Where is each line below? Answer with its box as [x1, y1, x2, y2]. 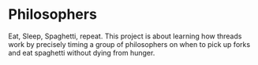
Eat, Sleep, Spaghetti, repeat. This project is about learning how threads [8, 31, 242, 41]
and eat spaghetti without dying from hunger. [8, 48, 155, 57]
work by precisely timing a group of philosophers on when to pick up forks [8, 39, 251, 49]
